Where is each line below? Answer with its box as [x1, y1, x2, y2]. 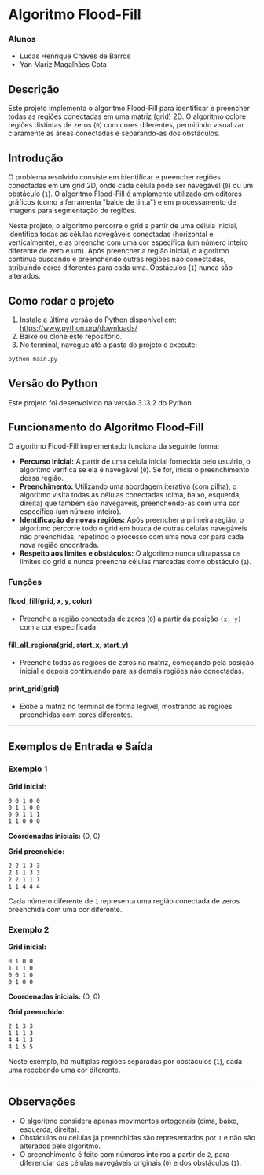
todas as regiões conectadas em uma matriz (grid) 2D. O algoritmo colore [8, 112, 246, 121]
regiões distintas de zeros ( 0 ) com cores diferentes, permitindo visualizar [8, 120, 245, 130]
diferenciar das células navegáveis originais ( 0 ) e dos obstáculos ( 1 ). [19, 1158, 242, 1167]
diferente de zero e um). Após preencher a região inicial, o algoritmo [8, 246, 229, 256]
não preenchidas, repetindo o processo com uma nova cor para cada [19, 532, 244, 541]
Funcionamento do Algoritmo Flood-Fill [8, 421, 204, 434]
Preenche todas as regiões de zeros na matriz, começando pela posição [19, 657, 255, 667]
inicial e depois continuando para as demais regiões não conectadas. [19, 666, 244, 675]
